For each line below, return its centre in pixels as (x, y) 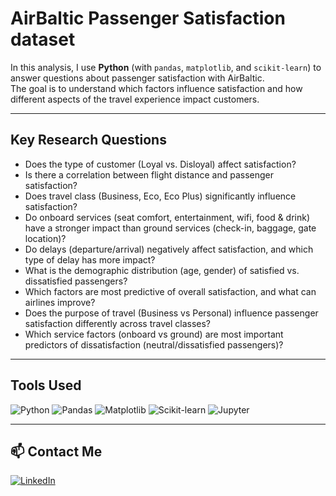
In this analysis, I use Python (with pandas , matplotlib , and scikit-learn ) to (166, 67)
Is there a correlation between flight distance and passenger (149, 174)
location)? (45, 238)
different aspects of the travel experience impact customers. (135, 99)
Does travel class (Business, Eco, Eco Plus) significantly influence (160, 196)
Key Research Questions (88, 140)
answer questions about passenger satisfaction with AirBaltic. (137, 78)
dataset (43, 39)
